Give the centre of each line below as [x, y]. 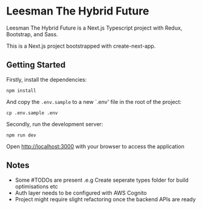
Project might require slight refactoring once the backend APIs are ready [105, 199]
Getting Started [36, 65]
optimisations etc [37, 186]
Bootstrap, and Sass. [32, 34]
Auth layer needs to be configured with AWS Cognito [81, 193]
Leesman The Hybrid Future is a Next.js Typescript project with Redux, [94, 28]
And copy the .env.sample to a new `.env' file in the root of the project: [94, 101]
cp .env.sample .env [32, 113]
